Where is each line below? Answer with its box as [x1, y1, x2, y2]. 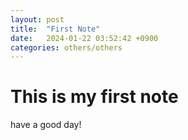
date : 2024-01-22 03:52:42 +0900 [10, 33, 159, 43]
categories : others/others [10, 42, 123, 53]
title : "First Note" [10, 24, 101, 34]
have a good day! [10, 119, 82, 131]
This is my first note [10, 86, 179, 108]
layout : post [10, 14, 65, 25]
